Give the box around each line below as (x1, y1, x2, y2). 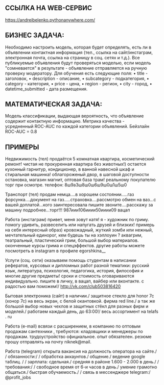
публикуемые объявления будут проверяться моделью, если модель (5, 60, 151, 66)
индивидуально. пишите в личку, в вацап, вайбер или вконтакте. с (5, 278, 144, 284)
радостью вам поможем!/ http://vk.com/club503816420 (5, 283, 121, 289)
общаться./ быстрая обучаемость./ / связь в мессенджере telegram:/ (5, 369, 151, 375)
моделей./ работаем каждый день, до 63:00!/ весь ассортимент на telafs (5, 308, 159, 314)
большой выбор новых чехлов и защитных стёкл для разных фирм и (5, 304, 148, 309)
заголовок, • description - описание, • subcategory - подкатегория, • (5, 76, 149, 81)
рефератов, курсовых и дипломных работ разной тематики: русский (5, 262, 149, 269)
